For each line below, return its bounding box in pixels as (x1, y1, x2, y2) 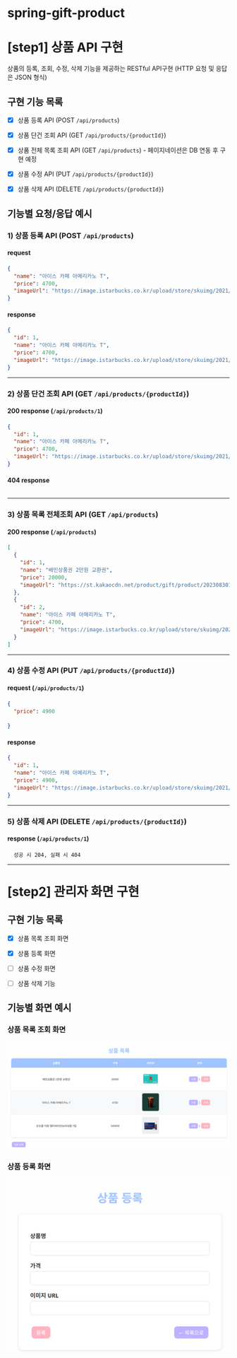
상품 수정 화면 (17, 964, 56, 973)
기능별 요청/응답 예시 (7, 207, 92, 220)
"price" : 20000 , (20, 574, 68, 581)
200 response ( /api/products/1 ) (7, 406, 104, 415)
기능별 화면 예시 (7, 1002, 72, 1014)
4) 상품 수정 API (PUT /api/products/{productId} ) (7, 666, 175, 676)
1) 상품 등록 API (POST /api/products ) (7, 230, 134, 240)
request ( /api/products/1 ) (7, 684, 85, 692)
